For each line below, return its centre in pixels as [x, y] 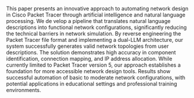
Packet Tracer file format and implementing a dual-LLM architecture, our [95, 40]
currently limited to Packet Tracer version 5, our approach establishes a [93, 65]
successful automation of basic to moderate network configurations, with [96, 77]
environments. [24, 90]
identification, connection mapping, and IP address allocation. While [89, 59]
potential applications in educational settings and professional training [92, 84]
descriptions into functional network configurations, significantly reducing [96, 27]
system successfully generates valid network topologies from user [88, 46]
